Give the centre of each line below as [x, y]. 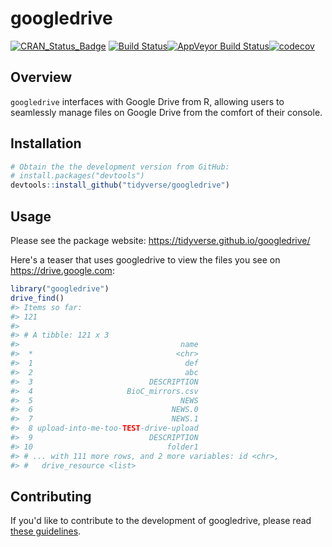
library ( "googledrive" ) [60, 289]
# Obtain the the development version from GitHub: [120, 167]
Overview [41, 77]
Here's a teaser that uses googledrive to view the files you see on [145, 260]
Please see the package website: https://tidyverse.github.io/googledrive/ [160, 240]
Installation [46, 143]
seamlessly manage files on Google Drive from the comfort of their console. [166, 112]
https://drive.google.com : [62, 270]
